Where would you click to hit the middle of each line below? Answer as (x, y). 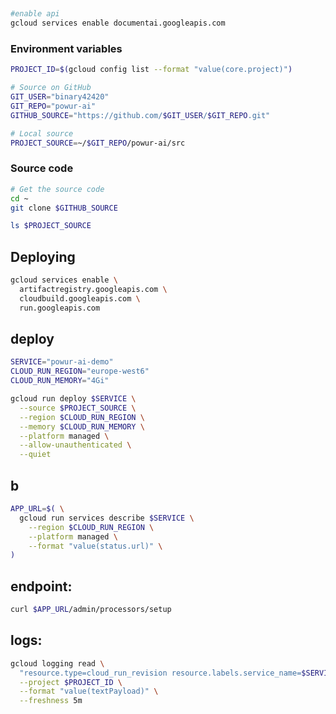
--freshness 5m (51, 701)
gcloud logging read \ (57, 663)
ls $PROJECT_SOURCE (51, 226)
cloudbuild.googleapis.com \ (80, 298)
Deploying (43, 256)
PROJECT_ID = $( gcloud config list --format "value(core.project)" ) (151, 70)
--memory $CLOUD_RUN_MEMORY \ (82, 426)
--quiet (35, 455)
